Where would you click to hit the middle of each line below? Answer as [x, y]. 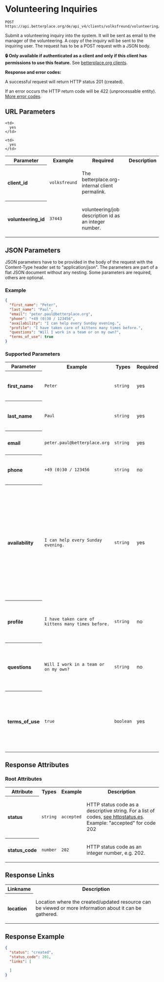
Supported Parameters [33, 354]
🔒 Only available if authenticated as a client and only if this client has [76, 55]
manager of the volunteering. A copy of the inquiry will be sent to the [74, 41]
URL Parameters [30, 112]
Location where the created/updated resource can [93, 902]
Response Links [30, 875]
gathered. [47, 914]
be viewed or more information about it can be [89, 908]
